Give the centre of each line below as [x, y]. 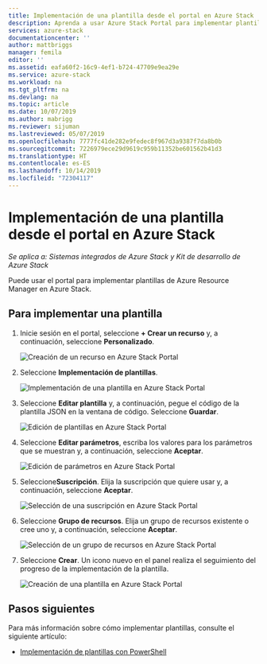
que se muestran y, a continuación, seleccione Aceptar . [112, 451]
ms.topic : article [39, 104]
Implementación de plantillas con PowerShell [93, 652]
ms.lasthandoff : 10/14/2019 [55, 171]
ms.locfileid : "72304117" [51, 179]
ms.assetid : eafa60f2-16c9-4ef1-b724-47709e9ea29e [94, 68]
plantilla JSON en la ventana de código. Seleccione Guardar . [119, 411]
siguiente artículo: [38, 636]
